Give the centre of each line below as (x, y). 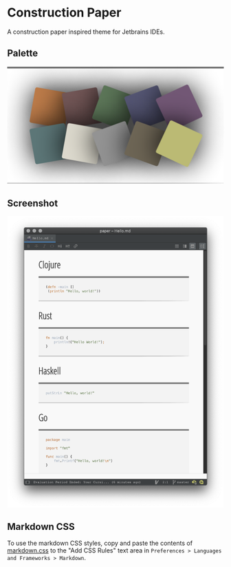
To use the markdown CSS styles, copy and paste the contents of (100, 543)
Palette (23, 53)
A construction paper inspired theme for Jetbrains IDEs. (86, 32)
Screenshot (33, 203)
